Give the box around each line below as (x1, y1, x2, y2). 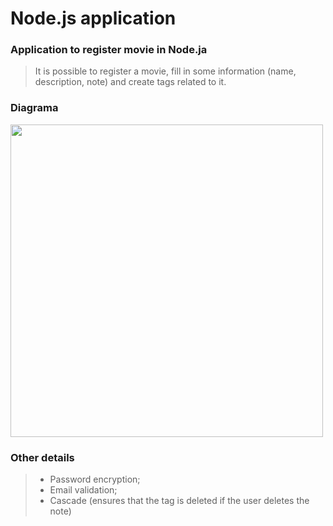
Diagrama (10, 101, 59, 115)
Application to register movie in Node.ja (10, 43, 208, 57)
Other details (10, 450, 75, 464)
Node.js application (10, 7, 177, 30)
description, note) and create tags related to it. (34, 76, 227, 88)
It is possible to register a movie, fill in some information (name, (34, 65, 297, 77)
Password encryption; (49, 473, 141, 486)
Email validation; (49, 484, 118, 496)
